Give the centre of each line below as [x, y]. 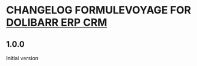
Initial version [22, 58]
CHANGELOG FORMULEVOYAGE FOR [99, 10]
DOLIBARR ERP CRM [57, 22]
